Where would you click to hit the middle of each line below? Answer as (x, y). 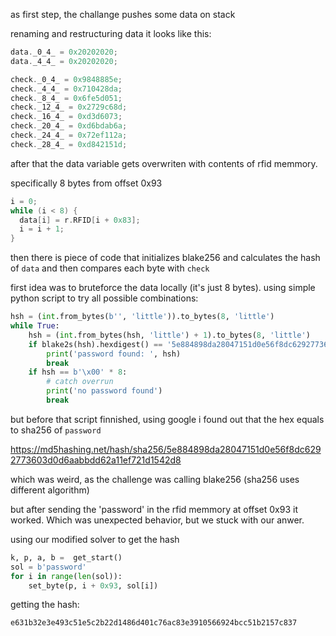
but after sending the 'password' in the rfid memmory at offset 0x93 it (154, 509)
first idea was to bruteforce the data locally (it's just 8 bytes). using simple (163, 288)
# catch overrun (80, 382)
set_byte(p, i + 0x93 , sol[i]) (93, 585)
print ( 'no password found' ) (104, 391)
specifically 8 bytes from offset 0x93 (86, 183)
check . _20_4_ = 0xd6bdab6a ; (69, 126)
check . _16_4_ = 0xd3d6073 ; (66, 117)
